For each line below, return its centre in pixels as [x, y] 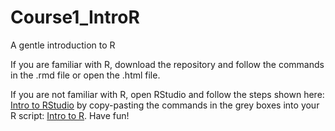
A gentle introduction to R [63, 45]
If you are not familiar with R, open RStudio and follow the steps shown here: [167, 94]
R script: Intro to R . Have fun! [70, 115]
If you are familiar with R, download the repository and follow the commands [167, 64]
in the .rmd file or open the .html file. [85, 75]
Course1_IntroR [75, 17]
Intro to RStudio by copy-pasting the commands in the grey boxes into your [165, 105]
